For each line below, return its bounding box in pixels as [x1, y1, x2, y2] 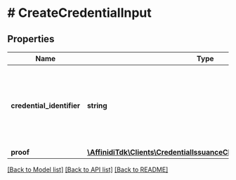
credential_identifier [11, 101, 81, 110]
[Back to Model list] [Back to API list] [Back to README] [7, 165, 169, 174]
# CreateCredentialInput [7, 5, 152, 21]
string [86, 101, 107, 110]
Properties [7, 33, 55, 45]
